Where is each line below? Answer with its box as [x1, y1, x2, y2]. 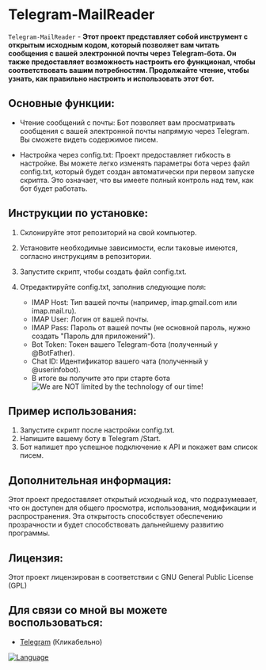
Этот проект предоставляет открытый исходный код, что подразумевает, [8, 495, 258, 504]
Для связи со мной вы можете [8, 603, 168, 617]
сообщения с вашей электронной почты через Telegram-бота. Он [8, 48, 237, 58]
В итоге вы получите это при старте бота [31, 373, 170, 383]
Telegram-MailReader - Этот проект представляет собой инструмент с [8, 32, 248, 41]
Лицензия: [8, 551, 63, 565]
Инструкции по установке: [8, 207, 149, 220]
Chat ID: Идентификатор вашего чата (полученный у [31, 356, 208, 366]
